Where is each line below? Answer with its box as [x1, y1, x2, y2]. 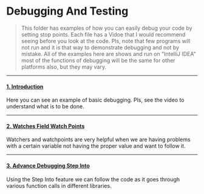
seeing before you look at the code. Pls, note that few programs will [21, 37, 191, 44]
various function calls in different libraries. [6, 182, 112, 189]
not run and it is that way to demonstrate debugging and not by [21, 44, 180, 51]
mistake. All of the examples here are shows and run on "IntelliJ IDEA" [21, 50, 196, 57]
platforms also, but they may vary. [21, 63, 107, 71]
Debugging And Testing [6, 4, 129, 18]
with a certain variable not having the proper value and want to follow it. [6, 142, 186, 150]
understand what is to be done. [6, 103, 84, 110]
